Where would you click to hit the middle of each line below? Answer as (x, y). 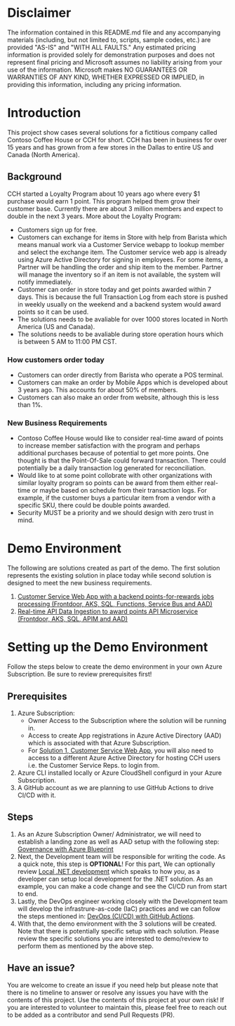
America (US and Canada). (56, 326)
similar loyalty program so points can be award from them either (110, 483)
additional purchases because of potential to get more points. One (113, 453)
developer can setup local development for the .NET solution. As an (115, 879)
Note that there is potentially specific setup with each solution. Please (118, 931)
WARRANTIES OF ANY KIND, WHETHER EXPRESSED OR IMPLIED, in (106, 77)
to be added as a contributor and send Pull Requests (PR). (91, 1015)
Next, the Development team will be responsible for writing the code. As (121, 856)
